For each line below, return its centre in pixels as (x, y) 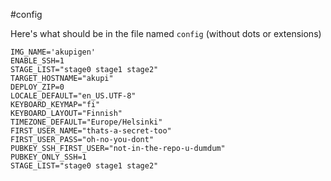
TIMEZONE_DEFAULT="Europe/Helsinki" (86, 122)
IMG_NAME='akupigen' (53, 52)
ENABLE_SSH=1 (37, 61)
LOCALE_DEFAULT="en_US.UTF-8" (73, 96)
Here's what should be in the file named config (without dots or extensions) (166, 33)
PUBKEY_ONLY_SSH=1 (48, 157)
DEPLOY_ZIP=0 (37, 87)
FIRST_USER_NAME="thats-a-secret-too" (91, 131)
